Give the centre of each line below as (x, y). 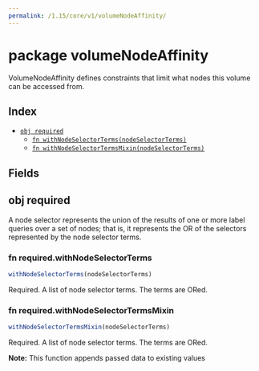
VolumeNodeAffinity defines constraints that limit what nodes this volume (129, 78)
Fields (24, 173)
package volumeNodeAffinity (109, 55)
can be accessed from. (47, 86)
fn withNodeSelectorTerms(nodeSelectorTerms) (109, 140)
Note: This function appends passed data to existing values (107, 357)
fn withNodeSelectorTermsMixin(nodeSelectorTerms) (118, 149)
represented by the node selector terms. (75, 237)
